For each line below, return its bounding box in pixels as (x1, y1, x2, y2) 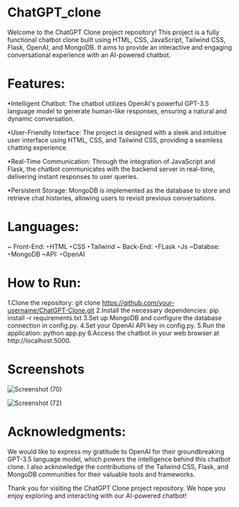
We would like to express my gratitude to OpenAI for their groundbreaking (7, 447, 225, 456)
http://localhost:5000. (7, 336, 71, 344)
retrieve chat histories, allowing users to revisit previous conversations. (7, 193, 216, 202)
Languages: (7, 219, 80, 235)
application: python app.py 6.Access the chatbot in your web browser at (7, 329, 220, 337)
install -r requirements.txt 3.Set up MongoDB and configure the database (7, 313, 223, 322)
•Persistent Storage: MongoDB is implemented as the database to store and (7, 186, 230, 195)
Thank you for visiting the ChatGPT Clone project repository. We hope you (7, 483, 226, 492)
